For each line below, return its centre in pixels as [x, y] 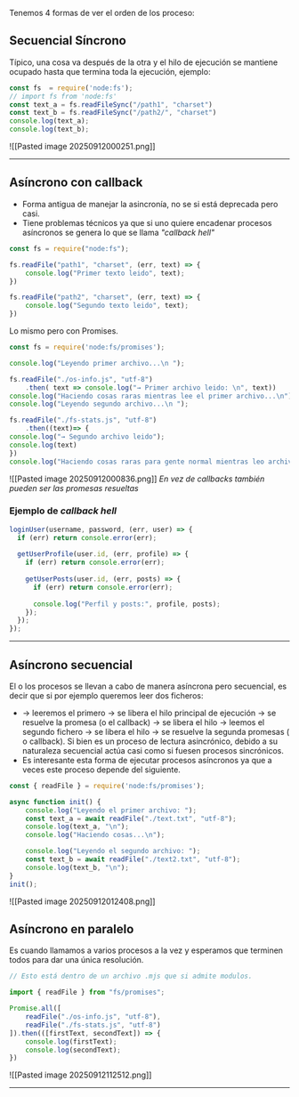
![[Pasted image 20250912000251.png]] [82, 147]
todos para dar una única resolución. [77, 960]
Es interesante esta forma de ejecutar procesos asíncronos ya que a [147, 760]
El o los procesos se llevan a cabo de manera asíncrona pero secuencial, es [148, 686]
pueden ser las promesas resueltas [74, 488]
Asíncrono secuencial [71, 665]
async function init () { [55, 802]
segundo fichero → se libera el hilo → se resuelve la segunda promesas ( [156, 731]
